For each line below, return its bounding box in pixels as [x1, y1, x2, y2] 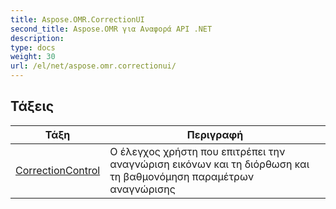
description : [10, 33, 65, 43]
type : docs [10, 42, 56, 53]
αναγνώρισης [109, 182, 176, 196]
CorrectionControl [15, 163, 101, 177]
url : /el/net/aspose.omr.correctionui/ [10, 61, 177, 71]
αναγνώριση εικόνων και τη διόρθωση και [109, 157, 310, 171]
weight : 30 [10, 52, 56, 62]
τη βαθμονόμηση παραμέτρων [109, 169, 255, 183]
